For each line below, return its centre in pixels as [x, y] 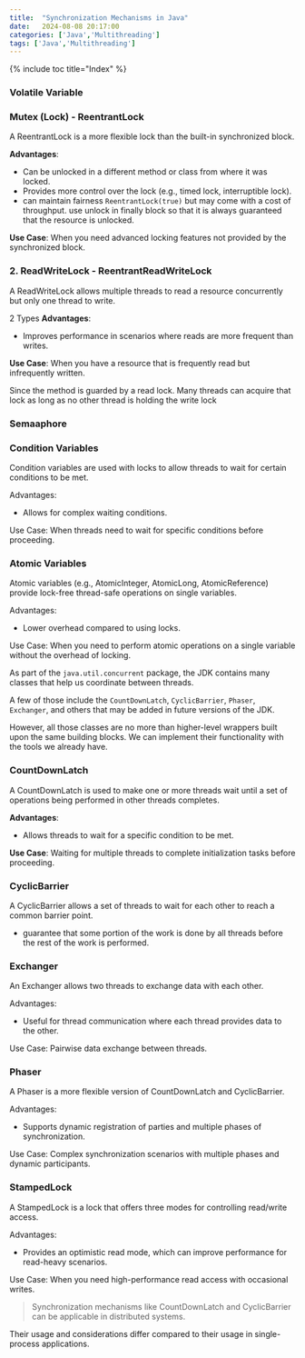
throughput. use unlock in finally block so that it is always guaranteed [152, 211]
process [25, 1343]
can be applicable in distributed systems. [108, 1316]
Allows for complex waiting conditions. [95, 512]
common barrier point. [51, 915]
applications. [65, 1343]
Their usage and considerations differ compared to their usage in [131, 1333]
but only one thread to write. [63, 300]
